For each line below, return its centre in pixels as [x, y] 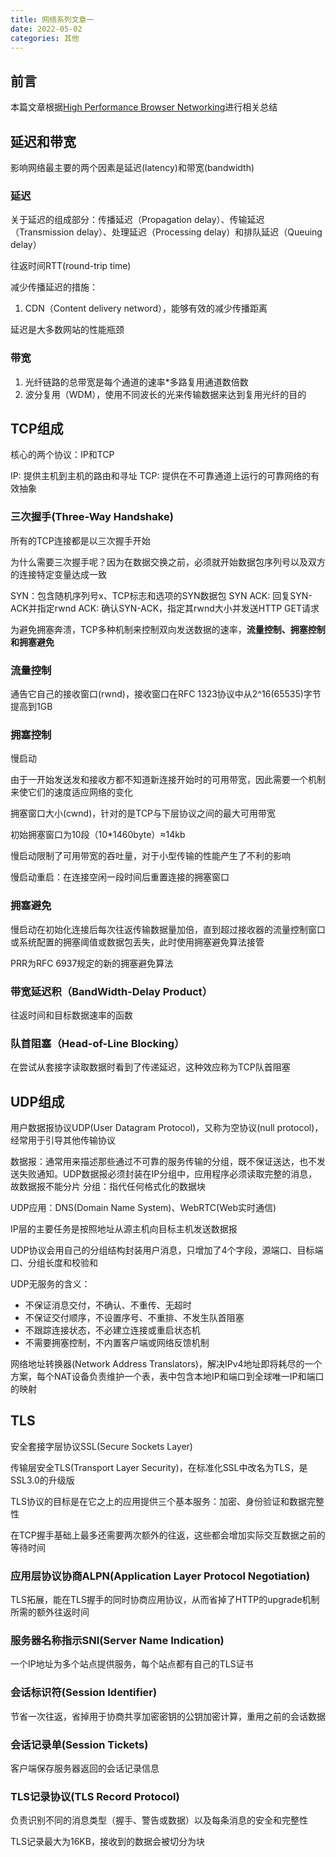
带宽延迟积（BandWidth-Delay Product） [111, 991]
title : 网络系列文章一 [52, 19]
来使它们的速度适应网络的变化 [71, 792]
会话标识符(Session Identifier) [84, 1693]
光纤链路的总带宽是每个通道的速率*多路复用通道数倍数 [136, 382]
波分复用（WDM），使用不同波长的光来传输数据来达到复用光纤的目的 [165, 394]
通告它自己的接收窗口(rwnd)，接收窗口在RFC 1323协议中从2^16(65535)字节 [166, 694]
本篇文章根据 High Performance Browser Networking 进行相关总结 [144, 107]
